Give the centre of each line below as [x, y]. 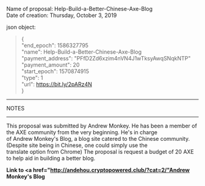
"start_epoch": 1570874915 [55, 71]
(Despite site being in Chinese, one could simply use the [77, 145]
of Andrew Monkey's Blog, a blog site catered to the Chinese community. [98, 139]
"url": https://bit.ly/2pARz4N [57, 84]
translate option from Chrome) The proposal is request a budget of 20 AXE [100, 152]
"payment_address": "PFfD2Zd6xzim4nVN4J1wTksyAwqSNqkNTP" [106, 58]
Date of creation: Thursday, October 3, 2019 [62, 15]
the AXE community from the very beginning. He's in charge [82, 132]
